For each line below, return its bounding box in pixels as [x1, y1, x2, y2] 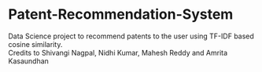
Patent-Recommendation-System [8, 5, 234, 23]
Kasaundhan [8, 56, 50, 66]
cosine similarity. [8, 39, 63, 49]
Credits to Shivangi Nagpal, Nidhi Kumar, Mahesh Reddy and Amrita [8, 48, 228, 57]
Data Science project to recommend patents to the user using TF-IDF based [8, 31, 254, 41]
